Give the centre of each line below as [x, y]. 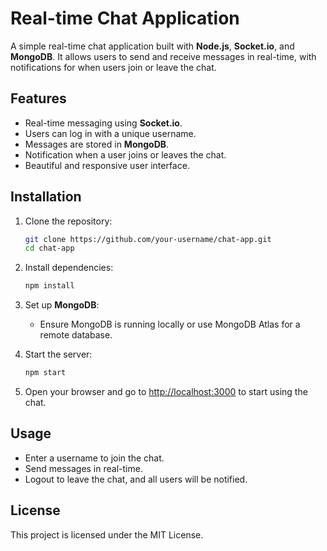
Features [38, 98]
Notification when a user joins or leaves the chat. [125, 154]
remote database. [76, 335]
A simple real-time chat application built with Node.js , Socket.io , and [152, 46]
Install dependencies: [69, 268]
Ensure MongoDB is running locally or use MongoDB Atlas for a [170, 324]
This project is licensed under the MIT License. [107, 534]
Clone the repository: [68, 221]
